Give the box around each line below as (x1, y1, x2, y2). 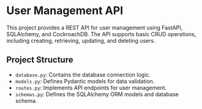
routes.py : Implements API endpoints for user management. (15, 84, 167, 91)
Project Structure (6, 55, 73, 65)
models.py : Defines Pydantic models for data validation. (15, 77, 155, 85)
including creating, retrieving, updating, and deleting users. (6, 37, 155, 44)
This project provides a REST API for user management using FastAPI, (6, 24, 183, 31)
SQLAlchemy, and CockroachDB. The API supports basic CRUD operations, (6, 30, 196, 37)
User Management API (6, 4, 124, 18)
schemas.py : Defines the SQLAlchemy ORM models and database (15, 90, 179, 98)
